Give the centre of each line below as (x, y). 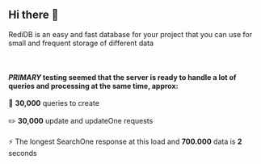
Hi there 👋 (34, 15)
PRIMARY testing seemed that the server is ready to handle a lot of (122, 77)
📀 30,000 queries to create (54, 103)
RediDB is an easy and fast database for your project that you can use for (130, 34)
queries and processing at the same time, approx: (93, 86)
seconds (23, 153)
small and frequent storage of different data (81, 43)
